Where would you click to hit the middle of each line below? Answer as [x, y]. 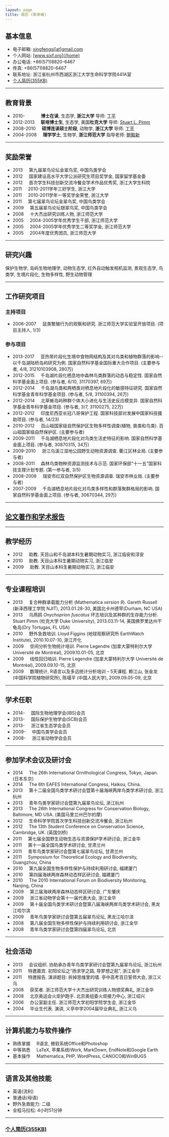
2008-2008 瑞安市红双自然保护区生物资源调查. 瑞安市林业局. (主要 [84, 476]
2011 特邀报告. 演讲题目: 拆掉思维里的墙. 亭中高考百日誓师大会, [80, 977]
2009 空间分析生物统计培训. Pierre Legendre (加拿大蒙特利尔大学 [82, 646]
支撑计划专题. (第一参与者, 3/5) [49, 470]
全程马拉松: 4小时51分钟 [37, 1110]
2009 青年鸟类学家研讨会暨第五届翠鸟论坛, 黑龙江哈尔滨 [73, 917]
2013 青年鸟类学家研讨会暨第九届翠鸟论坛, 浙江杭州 [68, 803]
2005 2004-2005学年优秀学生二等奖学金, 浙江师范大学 [72, 226]
